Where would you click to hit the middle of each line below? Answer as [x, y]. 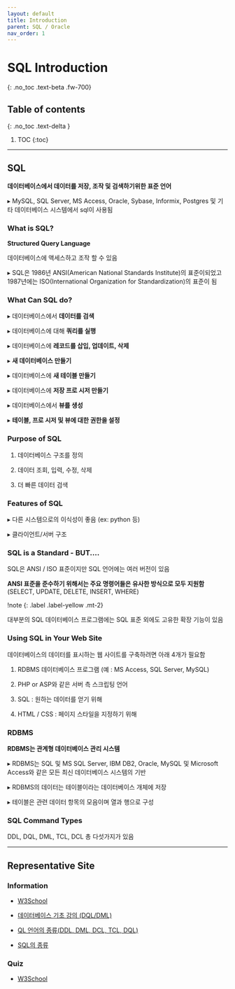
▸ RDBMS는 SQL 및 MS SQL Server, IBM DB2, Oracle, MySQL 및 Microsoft [113, 763]
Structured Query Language [49, 244]
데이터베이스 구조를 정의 [50, 455]
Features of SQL [35, 503]
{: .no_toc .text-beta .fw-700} [50, 87]
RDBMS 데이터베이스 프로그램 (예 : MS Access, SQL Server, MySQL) [113, 669]
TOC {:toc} [33, 140]
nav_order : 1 [26, 33]
